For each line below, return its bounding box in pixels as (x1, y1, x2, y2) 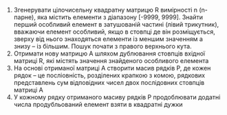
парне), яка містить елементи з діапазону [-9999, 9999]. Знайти (13, 13, 203, 21)
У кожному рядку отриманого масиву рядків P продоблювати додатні (13, 93, 221, 101)
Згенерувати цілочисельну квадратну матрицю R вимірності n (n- (13, 6, 208, 14)
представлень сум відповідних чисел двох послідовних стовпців (13, 79, 205, 86)
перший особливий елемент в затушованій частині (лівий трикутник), (13, 21, 219, 28)
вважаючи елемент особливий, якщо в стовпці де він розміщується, (13, 27, 215, 36)
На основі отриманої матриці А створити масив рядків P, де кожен (13, 64, 211, 72)
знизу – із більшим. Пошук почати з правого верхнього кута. (13, 42, 192, 50)
